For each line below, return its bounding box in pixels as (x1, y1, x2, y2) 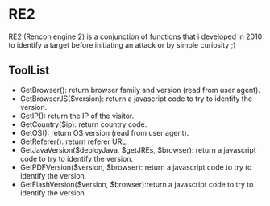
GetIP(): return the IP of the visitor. (19, 111, 135, 120)
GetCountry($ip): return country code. (19, 119, 147, 129)
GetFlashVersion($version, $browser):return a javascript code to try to (19, 179, 254, 189)
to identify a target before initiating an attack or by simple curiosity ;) (8, 40, 236, 49)
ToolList (8, 64, 50, 78)
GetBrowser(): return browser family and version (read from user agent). (19, 85, 260, 95)
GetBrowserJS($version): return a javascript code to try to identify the (19, 94, 252, 103)
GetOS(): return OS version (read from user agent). (19, 128, 189, 137)
